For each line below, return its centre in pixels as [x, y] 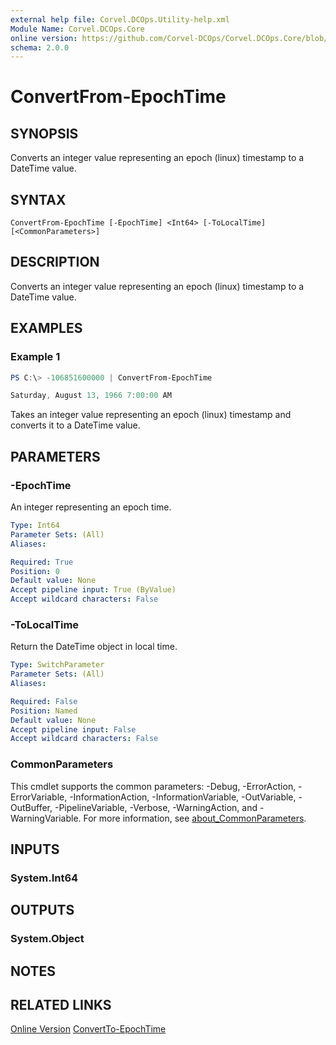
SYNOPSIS [44, 133]
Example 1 [35, 357]
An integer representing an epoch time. [91, 507]
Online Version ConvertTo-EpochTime [88, 1029]
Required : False [44, 701]
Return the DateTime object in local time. [94, 647]
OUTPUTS [42, 910]
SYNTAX [38, 199]
